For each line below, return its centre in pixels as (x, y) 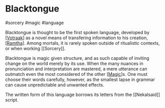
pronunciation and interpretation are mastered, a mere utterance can (76, 69)
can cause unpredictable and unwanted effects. (55, 85)
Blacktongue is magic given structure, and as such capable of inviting (77, 58)
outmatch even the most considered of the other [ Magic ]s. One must (76, 74)
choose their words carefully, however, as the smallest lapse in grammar (80, 79)
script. (12, 100)
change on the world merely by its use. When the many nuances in (74, 63)
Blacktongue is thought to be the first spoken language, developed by (77, 32)
